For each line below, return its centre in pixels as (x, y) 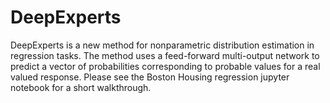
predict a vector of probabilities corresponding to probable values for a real (165, 66)
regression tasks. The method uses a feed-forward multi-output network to (165, 55)
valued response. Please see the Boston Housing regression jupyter (150, 77)
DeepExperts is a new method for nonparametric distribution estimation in (162, 45)
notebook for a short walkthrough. (81, 87)
